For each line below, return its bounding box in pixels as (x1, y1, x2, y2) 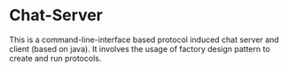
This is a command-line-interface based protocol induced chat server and (9, 34, 279, 45)
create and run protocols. (9, 53, 102, 63)
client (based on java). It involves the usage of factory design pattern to (9, 43, 270, 54)
